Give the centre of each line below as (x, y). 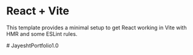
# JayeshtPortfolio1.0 (32, 45)
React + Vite (38, 11)
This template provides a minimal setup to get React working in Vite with (96, 27)
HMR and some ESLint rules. (42, 33)
